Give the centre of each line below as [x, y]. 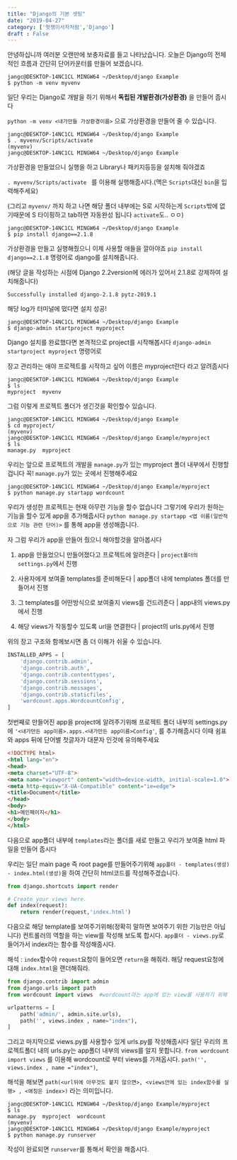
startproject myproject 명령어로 [54, 351]
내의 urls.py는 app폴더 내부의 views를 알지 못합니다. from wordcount [134, 1051]
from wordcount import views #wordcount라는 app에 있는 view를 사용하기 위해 [117, 995]
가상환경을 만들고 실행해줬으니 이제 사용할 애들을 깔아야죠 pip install [105, 249]
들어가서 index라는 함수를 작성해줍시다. [62, 944]
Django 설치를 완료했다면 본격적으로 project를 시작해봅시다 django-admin [109, 342]
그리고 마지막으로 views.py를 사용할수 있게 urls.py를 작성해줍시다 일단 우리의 [114, 1042]
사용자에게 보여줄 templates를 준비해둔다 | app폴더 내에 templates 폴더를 [120, 579]
